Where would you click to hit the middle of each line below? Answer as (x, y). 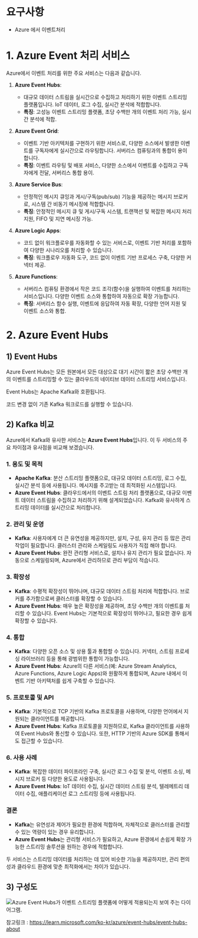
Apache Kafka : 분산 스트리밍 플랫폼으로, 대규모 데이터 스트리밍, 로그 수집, (100, 478)
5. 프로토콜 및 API (30, 697)
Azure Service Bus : (39, 184)
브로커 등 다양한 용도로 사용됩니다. (65, 779)
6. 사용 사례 (22, 757)
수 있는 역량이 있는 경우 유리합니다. (55, 832)
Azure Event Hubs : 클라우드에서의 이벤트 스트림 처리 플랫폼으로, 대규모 (98, 493)
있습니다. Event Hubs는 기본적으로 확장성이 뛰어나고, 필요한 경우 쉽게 (112, 613)
